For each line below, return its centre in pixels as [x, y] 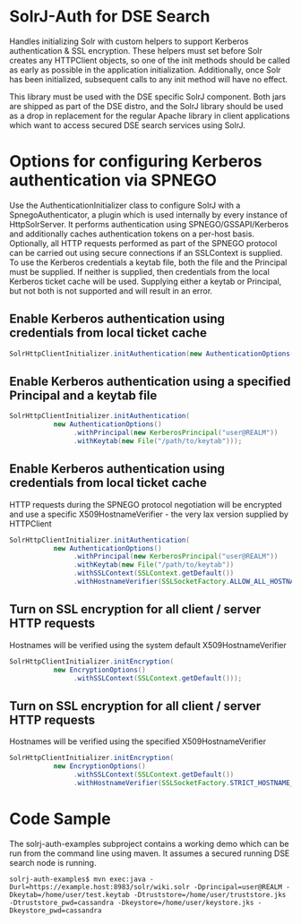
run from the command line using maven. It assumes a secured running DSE [150, 853]
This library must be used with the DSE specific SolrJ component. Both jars [148, 97]
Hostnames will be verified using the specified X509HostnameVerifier [138, 741]
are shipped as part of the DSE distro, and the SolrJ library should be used [146, 106]
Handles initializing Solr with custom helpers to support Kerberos [129, 41]
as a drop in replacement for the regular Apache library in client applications [150, 115]
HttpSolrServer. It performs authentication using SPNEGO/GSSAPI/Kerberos [149, 224]
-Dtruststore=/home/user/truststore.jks [210, 894]
